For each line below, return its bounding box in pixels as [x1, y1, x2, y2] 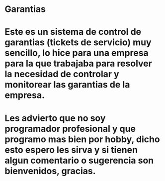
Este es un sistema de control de [4, 26, 142, 38]
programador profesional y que [4, 123, 136, 134]
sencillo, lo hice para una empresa [4, 47, 149, 59]
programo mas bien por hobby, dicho [4, 133, 160, 145]
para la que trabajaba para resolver [4, 58, 152, 69]
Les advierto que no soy [4, 112, 106, 124]
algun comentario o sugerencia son [4, 155, 154, 166]
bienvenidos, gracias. [4, 165, 96, 177]
